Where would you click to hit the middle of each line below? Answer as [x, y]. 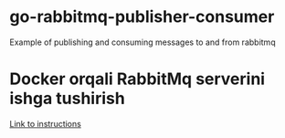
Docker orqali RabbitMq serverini [137, 79]
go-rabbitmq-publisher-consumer [142, 17]
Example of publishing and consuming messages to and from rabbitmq [142, 42]
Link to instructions [46, 123]
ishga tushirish [67, 99]
